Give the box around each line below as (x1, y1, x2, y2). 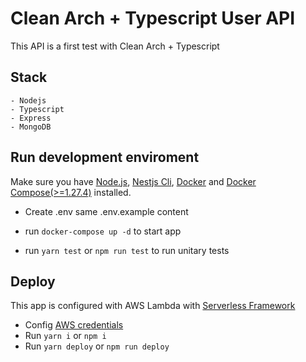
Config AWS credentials (24, 319, 124, 331)
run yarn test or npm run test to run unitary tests (24, 244, 230, 256)
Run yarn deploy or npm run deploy (24, 340, 170, 352)
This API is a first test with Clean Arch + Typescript (10, 40, 220, 52)
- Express (10, 113, 52, 123)
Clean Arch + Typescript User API (10, 7, 296, 30)
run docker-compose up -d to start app (24, 225, 182, 237)
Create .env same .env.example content (24, 205, 189, 217)
